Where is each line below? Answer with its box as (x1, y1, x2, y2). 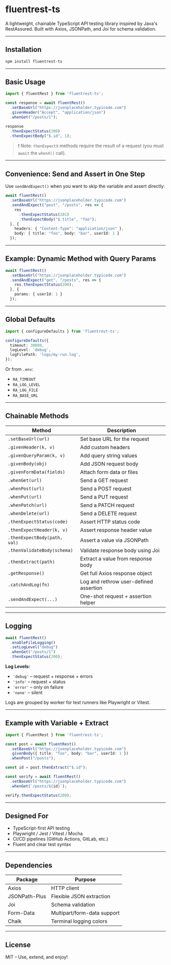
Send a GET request (80, 477, 128, 484)
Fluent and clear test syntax (12, 841, 71, 847)
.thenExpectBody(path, (8, 535, 63, 540)
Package (16, 876, 38, 883)
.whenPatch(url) (8, 502, 47, 508)
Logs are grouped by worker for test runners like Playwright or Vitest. (5, 699, 151, 705)
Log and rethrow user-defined (80, 578, 153, 585)
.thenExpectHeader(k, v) (8, 527, 68, 533)
